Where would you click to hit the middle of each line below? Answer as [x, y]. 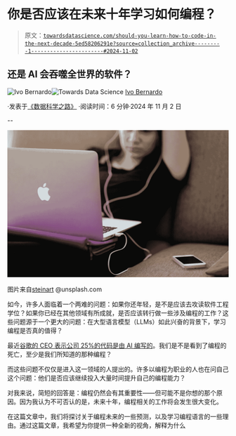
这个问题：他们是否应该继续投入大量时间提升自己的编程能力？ [97, 378]
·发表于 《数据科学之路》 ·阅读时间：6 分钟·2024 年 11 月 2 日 [94, 106]
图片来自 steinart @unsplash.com [55, 289]
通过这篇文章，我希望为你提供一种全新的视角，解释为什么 [103, 425]
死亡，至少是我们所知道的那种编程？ [60, 355]
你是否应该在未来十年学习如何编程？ [112, 14]
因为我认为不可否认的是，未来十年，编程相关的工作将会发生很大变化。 [121, 402]
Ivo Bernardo [144, 91]
